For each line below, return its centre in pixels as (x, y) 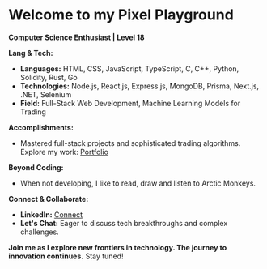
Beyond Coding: (36, 167)
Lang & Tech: (31, 53)
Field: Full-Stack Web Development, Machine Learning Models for (130, 103)
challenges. (39, 232)
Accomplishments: (41, 127)
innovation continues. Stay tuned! (66, 256)
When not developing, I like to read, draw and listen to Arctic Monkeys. (138, 183)
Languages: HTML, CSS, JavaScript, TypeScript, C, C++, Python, (129, 68)
